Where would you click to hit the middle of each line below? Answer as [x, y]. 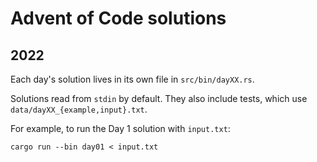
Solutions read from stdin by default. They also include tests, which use [159, 98]
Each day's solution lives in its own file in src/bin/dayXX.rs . [132, 79]
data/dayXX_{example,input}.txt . [79, 109]
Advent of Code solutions [118, 18]
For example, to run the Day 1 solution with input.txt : [120, 128]
